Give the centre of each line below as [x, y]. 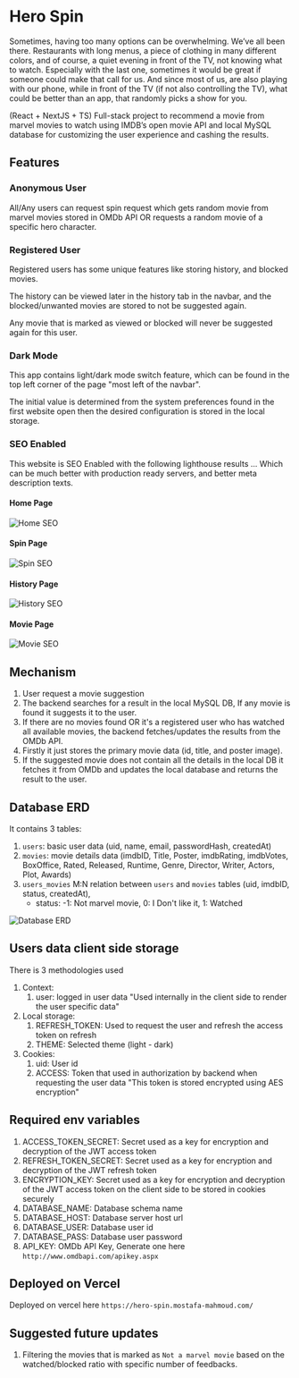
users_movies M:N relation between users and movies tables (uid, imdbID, [156, 883]
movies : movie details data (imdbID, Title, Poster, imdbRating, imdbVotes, [155, 855]
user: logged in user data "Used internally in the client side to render [161, 997]
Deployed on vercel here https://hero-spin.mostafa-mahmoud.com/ [132, 1305]
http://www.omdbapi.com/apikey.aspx [90, 1256]
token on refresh [66, 1035]
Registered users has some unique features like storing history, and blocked [149, 269]
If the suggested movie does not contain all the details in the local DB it [153, 760]
